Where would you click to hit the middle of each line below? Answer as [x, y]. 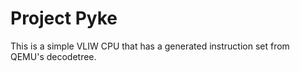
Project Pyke [64, 18]
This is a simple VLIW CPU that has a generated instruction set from [150, 46]
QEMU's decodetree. [53, 56]
